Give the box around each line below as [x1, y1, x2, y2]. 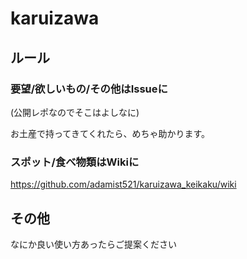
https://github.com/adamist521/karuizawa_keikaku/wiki [10, 178, 237, 191]
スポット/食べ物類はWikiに [10, 155, 140, 169]
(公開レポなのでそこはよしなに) [10, 106, 140, 118]
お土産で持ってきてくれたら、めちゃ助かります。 [10, 127, 211, 139]
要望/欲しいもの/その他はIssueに [10, 82, 168, 96]
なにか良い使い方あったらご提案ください [10, 238, 177, 250]
